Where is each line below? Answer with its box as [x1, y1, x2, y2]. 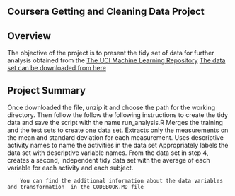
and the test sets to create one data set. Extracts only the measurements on [7, 126, 229, 134]
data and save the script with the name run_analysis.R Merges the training [7, 119, 223, 127]
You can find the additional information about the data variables [20, 178, 223, 185]
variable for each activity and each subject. [7, 163, 134, 173]
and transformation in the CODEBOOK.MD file [7, 184, 144, 191]
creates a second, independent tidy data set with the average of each [7, 156, 210, 165]
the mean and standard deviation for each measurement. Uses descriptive [7, 134, 224, 142]
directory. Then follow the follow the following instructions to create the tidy [7, 111, 229, 119]
